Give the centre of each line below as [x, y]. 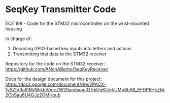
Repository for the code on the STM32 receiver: [55, 63]
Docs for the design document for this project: [54, 79]
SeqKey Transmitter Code [61, 9]
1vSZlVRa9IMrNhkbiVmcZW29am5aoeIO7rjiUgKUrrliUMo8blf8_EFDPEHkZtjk [85, 89]
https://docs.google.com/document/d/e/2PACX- [56, 84]
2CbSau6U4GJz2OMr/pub [33, 95]
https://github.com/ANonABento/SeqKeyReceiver [57, 69]
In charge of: [19, 39]
